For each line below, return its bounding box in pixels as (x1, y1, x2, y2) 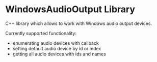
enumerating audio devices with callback (12, 40, 99, 46)
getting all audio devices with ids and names (12, 51, 106, 57)
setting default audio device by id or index (12, 45, 101, 51)
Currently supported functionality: (5, 30, 76, 36)
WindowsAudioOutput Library (5, 4, 136, 15)
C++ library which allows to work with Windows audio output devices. (5, 20, 152, 26)
